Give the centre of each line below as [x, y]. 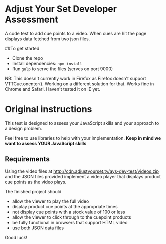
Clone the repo [28, 58]
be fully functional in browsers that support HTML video [70, 222]
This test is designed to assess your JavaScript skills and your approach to [82, 123]
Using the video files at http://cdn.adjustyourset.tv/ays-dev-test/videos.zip [82, 171]
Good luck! [16, 237]
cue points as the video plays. [36, 182]
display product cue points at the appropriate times [65, 206]
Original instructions [49, 110]
